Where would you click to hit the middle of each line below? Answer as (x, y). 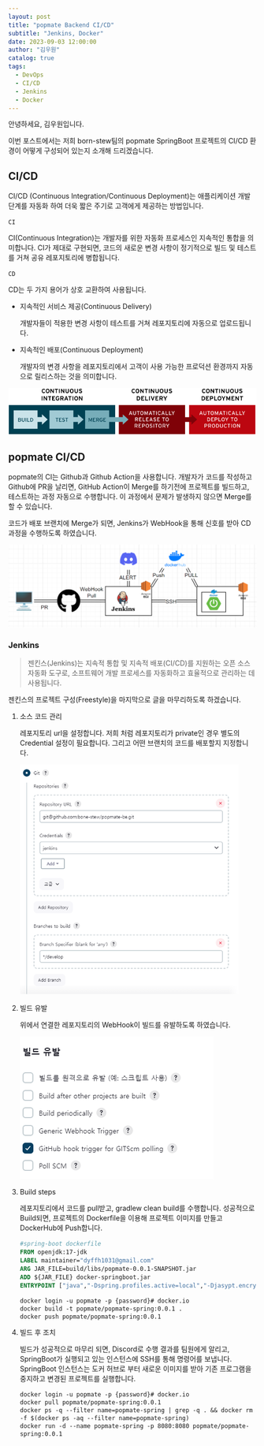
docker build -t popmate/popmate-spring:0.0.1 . (101, 1309)
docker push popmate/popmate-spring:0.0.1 (90, 1317)
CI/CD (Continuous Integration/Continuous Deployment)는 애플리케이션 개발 (129, 196)
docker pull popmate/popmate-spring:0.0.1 (90, 1402)
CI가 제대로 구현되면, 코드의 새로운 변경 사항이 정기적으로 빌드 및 (136, 248)
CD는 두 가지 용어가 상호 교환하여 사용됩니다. (77, 290)
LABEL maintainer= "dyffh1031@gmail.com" (87, 1261)
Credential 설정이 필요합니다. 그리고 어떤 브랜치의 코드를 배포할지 (121, 743)
